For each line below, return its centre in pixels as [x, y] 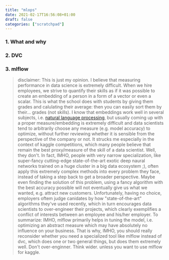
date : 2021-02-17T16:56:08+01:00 [40, 15]
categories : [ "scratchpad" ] [35, 24]
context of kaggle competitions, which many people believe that [84, 144]
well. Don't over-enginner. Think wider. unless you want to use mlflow [90, 247]
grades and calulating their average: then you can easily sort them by [90, 107]
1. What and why [26, 42]
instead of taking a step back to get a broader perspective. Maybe [86, 177]
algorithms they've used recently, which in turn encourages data [84, 204]
